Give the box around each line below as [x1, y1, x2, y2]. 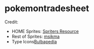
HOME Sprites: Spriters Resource [11, 28, 79, 34]
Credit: [4, 19, 19, 25]
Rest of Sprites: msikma [11, 33, 60, 39]
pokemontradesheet [4, 3, 89, 14]
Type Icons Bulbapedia [11, 38, 57, 44]
